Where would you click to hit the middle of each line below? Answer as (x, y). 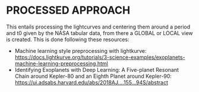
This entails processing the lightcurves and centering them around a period (98, 27)
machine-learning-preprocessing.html (61, 64)
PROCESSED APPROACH (68, 10)
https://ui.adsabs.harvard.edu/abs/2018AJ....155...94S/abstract (91, 82)
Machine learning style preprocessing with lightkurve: (80, 50)
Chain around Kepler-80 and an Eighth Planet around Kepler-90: (93, 76)
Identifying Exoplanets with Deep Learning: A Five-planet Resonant (97, 69)
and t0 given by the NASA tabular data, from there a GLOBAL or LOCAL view (99, 33)
